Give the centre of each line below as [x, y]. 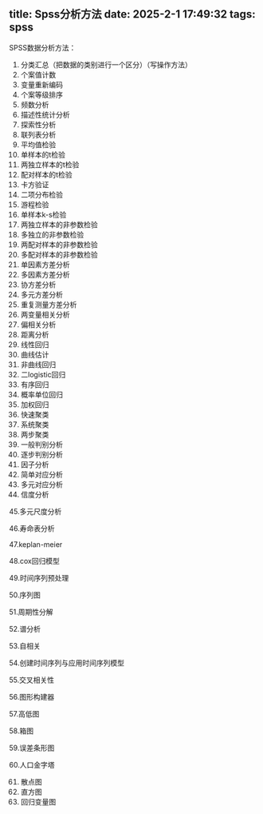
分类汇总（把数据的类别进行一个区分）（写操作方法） [106, 64]
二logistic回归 [43, 374]
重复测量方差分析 [49, 304]
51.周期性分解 [31, 612]
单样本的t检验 [43, 154]
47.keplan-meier [36, 544]
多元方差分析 [41, 294]
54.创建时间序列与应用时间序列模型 [67, 663]
